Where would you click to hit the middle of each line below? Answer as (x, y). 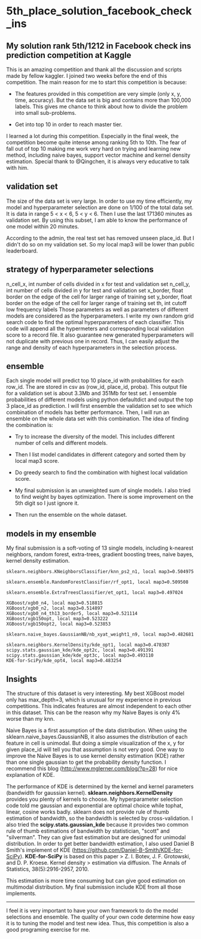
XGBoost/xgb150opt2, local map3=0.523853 (59, 624)
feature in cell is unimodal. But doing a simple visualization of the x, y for (95, 743)
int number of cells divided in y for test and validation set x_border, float (95, 290)
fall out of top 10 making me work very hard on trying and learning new (94, 149)
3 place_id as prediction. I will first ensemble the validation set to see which (99, 406)
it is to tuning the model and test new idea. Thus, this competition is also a (98, 923)
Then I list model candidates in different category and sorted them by (100, 455)
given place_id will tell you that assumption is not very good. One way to (95, 749)
